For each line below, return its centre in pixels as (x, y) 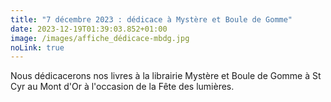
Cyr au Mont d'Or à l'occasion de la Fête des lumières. (122, 87)
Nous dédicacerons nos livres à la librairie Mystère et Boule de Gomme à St (166, 76)
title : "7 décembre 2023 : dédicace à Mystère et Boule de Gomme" (151, 19)
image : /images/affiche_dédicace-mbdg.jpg (100, 38)
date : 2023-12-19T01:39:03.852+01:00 (89, 29)
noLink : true (37, 47)
